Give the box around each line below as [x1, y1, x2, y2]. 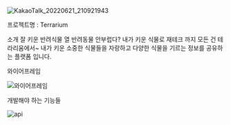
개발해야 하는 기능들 [7, 96, 61, 104]
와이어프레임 [7, 67, 41, 75]
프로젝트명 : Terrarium [7, 21, 68, 29]
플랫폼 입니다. [14, 52, 52, 60]
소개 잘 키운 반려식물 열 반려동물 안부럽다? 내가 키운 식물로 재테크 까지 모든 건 [7, 35, 216, 43]
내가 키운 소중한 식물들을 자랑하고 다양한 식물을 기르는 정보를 [40, 44, 205, 52]
